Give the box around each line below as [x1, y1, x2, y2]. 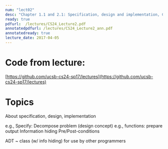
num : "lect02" [5, 7, 35, 13]
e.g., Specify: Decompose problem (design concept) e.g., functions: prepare [5, 122, 162, 128]
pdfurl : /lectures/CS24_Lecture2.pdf [5, 21, 86, 27]
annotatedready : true [5, 31, 50, 36]
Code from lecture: [5, 57, 85, 68]
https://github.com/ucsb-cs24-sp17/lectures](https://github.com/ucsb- [6, 73, 153, 79]
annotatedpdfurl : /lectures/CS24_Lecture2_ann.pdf [5, 26, 113, 31]
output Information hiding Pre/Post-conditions [5, 128, 100, 134]
